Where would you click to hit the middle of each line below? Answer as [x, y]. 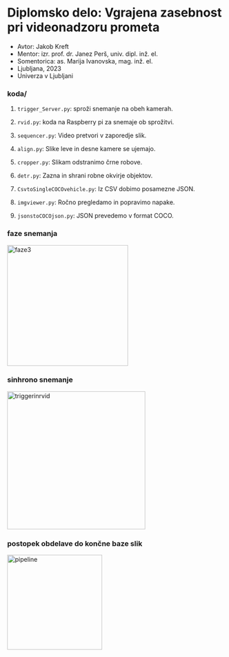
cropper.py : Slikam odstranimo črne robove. [80, 162]
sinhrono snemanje [40, 380]
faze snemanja [32, 234]
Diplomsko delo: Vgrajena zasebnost [114, 13]
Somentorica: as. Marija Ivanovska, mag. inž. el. [85, 61]
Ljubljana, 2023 [39, 68]
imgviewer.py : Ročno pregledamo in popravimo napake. [96, 202]
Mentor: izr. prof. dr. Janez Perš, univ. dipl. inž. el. [88, 54]
